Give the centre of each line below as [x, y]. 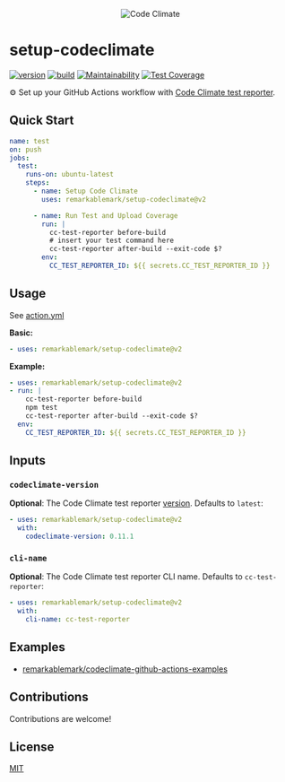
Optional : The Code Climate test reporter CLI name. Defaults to [126, 577]
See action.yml [37, 315]
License [32, 747]
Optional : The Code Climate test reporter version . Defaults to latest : [137, 503]
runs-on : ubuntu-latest [70, 175]
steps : [38, 183]
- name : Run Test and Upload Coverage [105, 215]
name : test [30, 141]
